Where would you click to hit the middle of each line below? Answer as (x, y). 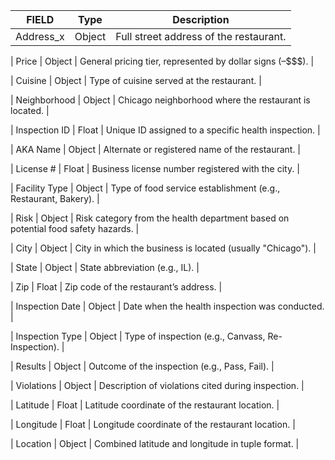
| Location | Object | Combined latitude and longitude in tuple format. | (155, 443)
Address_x (40, 36)
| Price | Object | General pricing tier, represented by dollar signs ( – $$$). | (162, 61)
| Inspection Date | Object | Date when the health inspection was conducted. (167, 306)
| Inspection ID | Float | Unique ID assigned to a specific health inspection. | (165, 130)
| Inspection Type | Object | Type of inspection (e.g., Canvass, (138, 336)
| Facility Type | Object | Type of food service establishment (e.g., (145, 188)
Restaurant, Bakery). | (55, 198)
